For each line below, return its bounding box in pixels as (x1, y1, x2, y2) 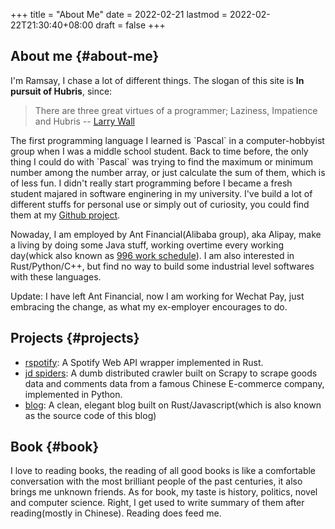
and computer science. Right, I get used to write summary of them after (10, 497, 305, 509)
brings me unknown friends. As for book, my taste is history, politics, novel (10, 486, 318, 498)
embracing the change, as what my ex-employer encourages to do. (10, 300, 288, 313)
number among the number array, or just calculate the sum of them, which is (10, 166, 326, 178)
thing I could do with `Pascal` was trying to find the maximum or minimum (10, 155, 313, 168)
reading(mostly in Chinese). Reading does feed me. (10, 507, 222, 519)
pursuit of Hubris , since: (10, 85, 113, 97)
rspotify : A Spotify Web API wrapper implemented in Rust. (24, 356, 264, 368)
